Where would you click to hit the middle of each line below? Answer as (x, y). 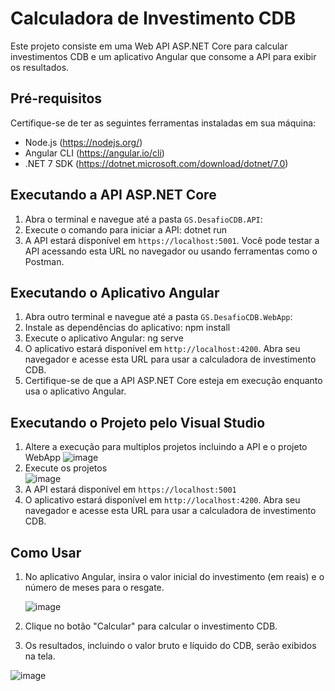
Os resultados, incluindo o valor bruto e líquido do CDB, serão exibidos (170, 645)
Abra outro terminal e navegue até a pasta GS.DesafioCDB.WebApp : (158, 317)
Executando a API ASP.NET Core (113, 195)
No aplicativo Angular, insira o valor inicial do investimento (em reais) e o (174, 576)
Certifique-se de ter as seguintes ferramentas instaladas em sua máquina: (163, 123)
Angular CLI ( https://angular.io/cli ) (94, 153)
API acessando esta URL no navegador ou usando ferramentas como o (171, 251)
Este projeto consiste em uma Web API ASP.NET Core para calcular (149, 46)
